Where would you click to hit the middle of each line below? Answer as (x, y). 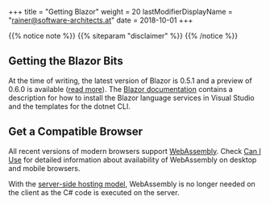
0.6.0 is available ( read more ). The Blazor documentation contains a (121, 89)
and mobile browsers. (44, 168)
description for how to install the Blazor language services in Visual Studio (132, 98)
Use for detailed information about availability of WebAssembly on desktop (133, 160)
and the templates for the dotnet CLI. (69, 106)
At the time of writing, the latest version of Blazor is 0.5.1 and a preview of (130, 81)
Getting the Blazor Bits (66, 61)
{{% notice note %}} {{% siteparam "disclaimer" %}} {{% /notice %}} (123, 36)
